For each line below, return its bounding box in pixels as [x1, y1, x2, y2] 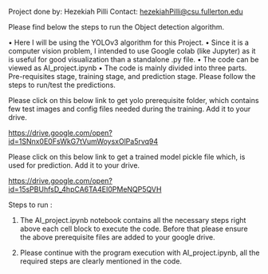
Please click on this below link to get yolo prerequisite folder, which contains [8, 96, 259, 105]
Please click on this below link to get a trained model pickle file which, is [8, 152, 246, 161]
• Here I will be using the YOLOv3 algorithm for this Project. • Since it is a [8, 38, 250, 47]
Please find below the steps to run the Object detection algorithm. [8, 22, 225, 31]
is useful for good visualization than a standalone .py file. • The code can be [8, 55, 259, 64]
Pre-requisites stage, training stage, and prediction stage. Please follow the [8, 72, 256, 81]
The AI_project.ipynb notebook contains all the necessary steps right [19, 216, 246, 224]
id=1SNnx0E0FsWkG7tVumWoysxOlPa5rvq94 [8, 137, 159, 146]
